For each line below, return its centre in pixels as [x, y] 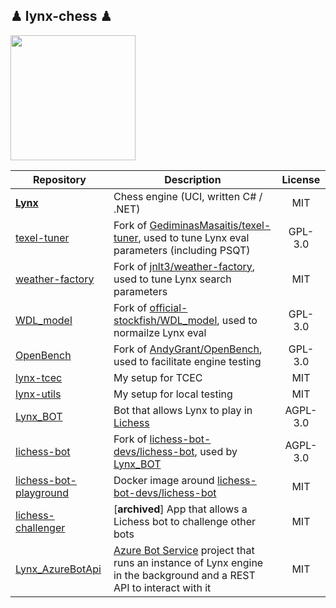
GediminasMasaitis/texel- [210, 225]
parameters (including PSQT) [182, 250]
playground [42, 492]
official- [168, 307]
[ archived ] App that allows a [180, 509]
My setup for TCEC [158, 377]
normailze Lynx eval [160, 332]
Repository [60, 179]
